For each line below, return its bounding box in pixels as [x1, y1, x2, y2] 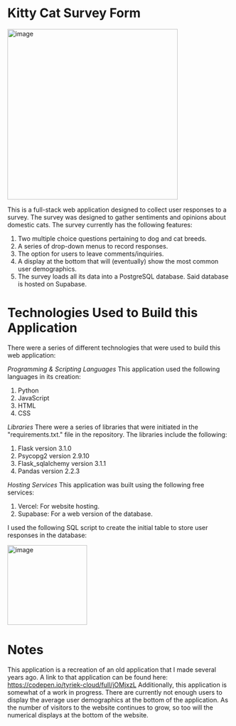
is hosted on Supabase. [17, 279, 87, 288]
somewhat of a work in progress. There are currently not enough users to [7, 688, 222, 696]
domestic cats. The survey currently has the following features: [7, 220, 193, 229]
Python [17, 386, 39, 395]
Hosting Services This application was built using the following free [7, 480, 205, 489]
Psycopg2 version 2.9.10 [17, 451, 90, 460]
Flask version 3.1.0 [17, 444, 73, 452]
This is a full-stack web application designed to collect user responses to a [7, 205, 227, 214]
